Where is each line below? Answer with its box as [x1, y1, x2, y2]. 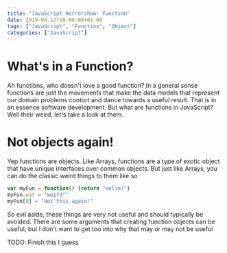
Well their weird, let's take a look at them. [7, 110, 123, 119]
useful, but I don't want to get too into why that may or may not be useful [7, 224, 213, 233]
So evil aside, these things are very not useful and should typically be [7, 210, 204, 218]
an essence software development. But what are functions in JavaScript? [7, 104, 214, 112]
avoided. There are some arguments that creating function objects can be [7, 217, 216, 226]
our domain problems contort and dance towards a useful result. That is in [7, 96, 217, 104]
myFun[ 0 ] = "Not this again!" [7, 197, 94, 204]
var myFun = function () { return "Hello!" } [7, 185, 130, 192]
